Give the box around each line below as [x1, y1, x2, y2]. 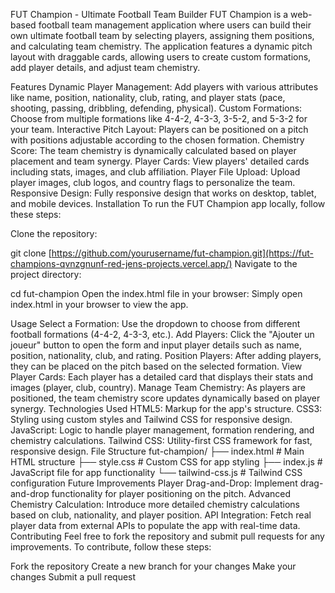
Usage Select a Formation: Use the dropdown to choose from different [10, 318, 301, 329]
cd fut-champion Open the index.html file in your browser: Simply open [10, 288, 303, 299]
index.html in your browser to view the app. [10, 299, 189, 310]
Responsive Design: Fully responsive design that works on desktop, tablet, [10, 187, 317, 199]
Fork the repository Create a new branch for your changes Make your [10, 560, 297, 572]
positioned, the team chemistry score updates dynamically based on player [10, 392, 321, 404]
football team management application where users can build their [38, 19, 312, 31]
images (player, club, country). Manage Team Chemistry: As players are [10, 382, 306, 393]
